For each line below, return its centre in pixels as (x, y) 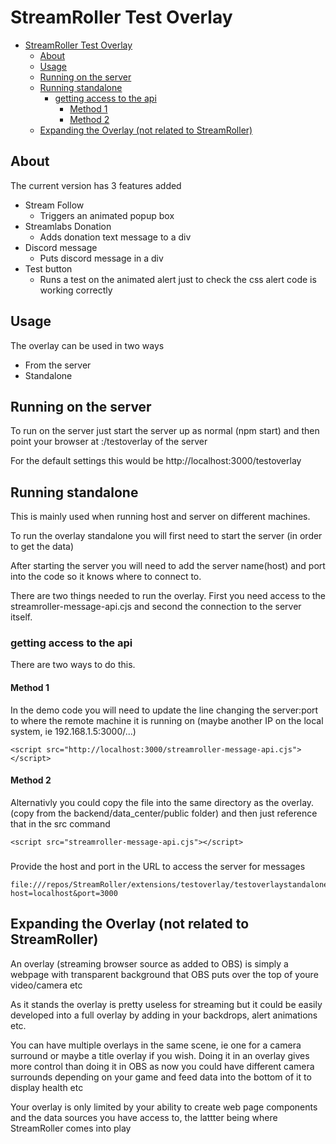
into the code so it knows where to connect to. (106, 577)
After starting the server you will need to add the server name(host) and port (168, 566)
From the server (58, 365)
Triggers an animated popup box (107, 215)
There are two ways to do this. (73, 665)
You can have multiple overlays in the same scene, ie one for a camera (156, 1045)
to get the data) (42, 547)
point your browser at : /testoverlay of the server (109, 442)
